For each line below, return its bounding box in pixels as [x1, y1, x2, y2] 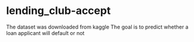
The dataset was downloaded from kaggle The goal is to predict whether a [6, 23, 189, 30]
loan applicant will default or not [6, 29, 85, 36]
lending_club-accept [6, 4, 111, 17]
